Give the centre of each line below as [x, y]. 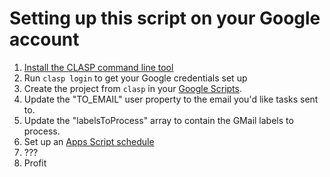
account [44, 39]
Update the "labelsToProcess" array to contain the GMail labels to [158, 120]
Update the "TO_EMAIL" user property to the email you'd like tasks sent [171, 99]
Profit [35, 163]
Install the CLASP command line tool [98, 67]
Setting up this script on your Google [165, 18]
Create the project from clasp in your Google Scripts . [132, 88]
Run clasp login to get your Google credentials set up [135, 78]
